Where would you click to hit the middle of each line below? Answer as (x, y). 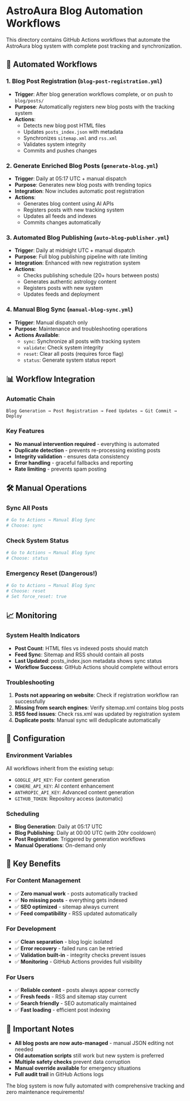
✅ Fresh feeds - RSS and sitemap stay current (71, 997)
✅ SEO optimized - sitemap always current (67, 907)
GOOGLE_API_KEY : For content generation (62, 779)
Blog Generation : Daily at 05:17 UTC (58, 826)
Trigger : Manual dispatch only (51, 322)
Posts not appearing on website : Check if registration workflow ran (96, 695)
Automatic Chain (31, 399)
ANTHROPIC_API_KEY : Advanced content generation (74, 792)
